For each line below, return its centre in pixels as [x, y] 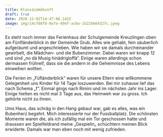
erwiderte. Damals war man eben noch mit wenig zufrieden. [66, 129]
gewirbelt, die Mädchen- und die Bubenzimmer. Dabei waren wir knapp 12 [80, 53]
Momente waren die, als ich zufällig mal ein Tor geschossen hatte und [76, 119]
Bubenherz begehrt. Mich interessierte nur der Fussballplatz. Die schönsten [81, 114]
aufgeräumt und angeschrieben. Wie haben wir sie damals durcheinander [80, 48]
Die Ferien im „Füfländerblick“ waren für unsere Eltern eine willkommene [79, 78]
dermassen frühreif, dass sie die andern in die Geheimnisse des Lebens [78, 63]
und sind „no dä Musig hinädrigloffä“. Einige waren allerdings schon [73, 58]
